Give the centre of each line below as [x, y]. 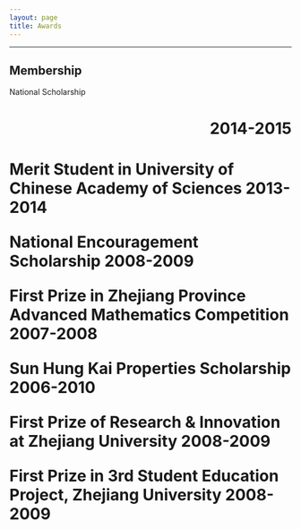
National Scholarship [48, 92]
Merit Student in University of [122, 169]
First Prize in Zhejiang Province [128, 295]
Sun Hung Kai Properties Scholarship [150, 368]
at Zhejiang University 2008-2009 [140, 441]
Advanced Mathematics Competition [149, 315]
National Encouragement [104, 242]
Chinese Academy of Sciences [126, 188]
